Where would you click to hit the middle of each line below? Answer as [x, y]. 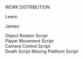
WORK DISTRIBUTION [28, 7]
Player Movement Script [29, 41]
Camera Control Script [28, 46]
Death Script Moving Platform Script [41, 51]
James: [13, 26]
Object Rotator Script [27, 36]
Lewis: [12, 16]
